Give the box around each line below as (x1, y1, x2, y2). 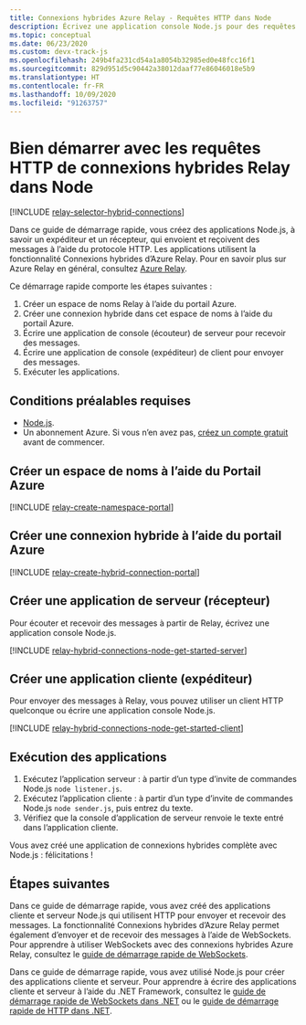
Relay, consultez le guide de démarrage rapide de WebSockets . (9, 949, 248, 959)
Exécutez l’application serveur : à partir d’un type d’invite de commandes (22, 774, 297, 785)
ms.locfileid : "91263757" (9, 98, 108, 108)
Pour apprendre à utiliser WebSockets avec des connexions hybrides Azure (9, 939, 294, 950)
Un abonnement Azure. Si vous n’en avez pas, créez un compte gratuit (22, 427, 289, 439)
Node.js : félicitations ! (9, 850, 94, 861)
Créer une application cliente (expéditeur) (9, 671, 253, 686)
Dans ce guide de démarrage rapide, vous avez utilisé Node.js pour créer (9, 967, 285, 977)
